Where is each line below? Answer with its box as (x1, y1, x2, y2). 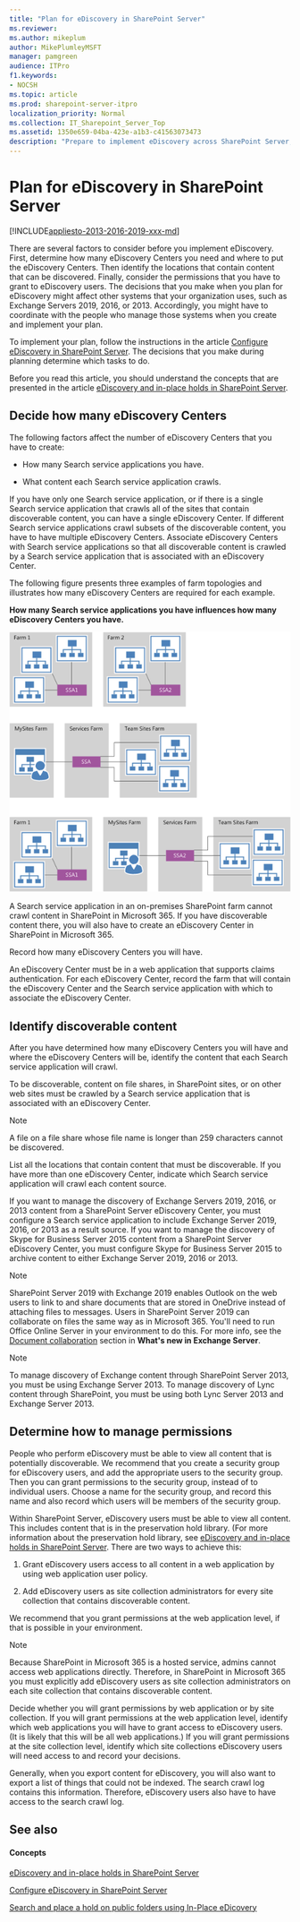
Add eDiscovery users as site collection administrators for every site (21, 1585, 274, 1596)
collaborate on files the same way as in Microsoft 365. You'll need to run (9, 1317, 275, 1327)
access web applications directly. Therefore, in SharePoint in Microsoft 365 (9, 1666, 286, 1677)
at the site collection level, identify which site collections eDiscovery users (9, 1740, 283, 1751)
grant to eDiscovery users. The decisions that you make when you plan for (9, 280, 284, 291)
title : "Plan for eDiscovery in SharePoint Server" (9, 14, 205, 23)
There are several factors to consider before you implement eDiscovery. (9, 243, 274, 253)
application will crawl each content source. (9, 1179, 167, 1189)
